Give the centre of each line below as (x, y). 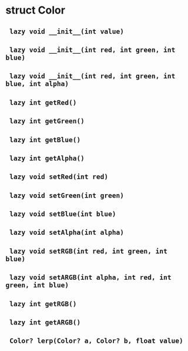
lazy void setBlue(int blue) (63, 214)
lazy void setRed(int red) (59, 177)
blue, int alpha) (37, 84)
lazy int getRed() (43, 102)
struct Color (36, 10)
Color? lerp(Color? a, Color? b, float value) (96, 341)
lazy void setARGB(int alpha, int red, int (90, 278)
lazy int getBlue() (45, 140)
